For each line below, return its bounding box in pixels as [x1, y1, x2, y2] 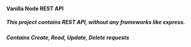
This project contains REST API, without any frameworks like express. [6, 19, 186, 26]
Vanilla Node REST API [6, 5, 64, 12]
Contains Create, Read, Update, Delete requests [6, 34, 130, 41]
